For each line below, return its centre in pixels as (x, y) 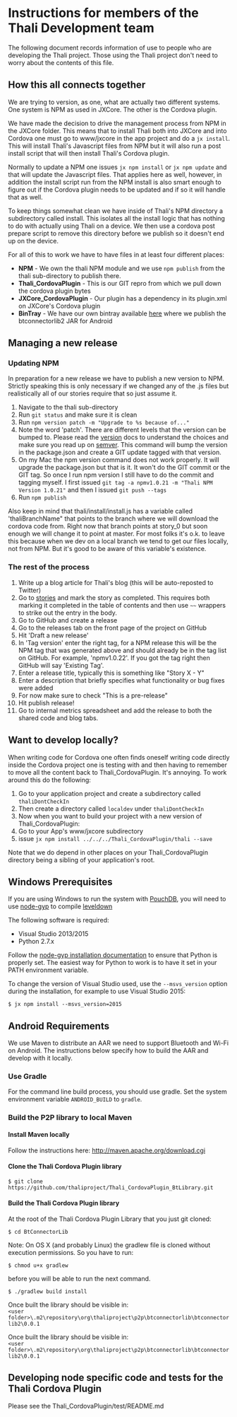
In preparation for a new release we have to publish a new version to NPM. (116, 378)
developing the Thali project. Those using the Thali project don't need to (113, 55)
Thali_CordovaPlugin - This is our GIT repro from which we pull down (120, 283)
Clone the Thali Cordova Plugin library (65, 1167)
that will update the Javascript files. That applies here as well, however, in (115, 174)
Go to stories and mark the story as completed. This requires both (114, 597)
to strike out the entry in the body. (67, 613)
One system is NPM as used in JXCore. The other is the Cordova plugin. (113, 109)
